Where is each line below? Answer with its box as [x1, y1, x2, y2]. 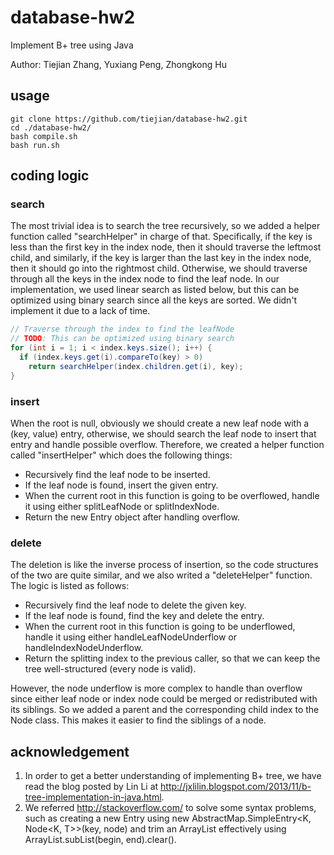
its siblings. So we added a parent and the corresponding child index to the [10, 704, 320, 716]
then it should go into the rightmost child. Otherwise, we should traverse [10, 262, 308, 275]
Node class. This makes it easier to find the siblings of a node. [10, 714, 267, 726]
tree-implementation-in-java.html [24, 791, 162, 803]
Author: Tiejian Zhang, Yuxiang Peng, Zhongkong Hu [10, 58, 227, 70]
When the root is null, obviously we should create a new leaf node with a [10, 417, 310, 429]
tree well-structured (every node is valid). [24, 663, 197, 675]
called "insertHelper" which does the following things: [10, 449, 233, 461]
